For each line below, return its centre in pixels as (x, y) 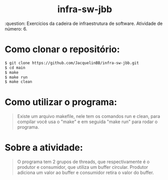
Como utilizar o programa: (61, 102)
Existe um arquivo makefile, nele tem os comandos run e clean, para (89, 116)
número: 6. (16, 28)
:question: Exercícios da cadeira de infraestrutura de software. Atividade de (84, 23)
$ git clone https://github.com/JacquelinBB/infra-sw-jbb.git (72, 63)
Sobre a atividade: (44, 148)
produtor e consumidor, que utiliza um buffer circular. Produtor (82, 167)
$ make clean (19, 82)
